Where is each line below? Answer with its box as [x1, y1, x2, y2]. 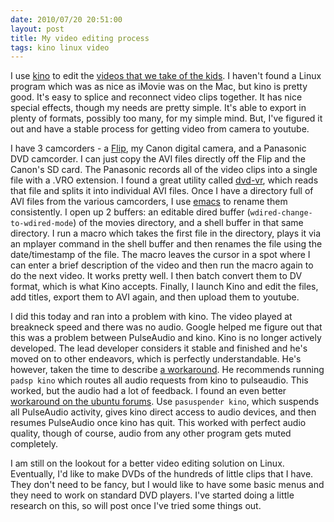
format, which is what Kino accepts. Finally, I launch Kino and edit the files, [10, 281, 319, 293]
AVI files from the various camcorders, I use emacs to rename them [10, 196, 288, 208]
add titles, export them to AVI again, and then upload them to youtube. [10, 291, 300, 303]
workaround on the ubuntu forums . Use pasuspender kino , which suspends [10, 396, 320, 408]
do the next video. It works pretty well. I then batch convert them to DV [10, 270, 303, 282]
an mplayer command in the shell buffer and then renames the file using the [10, 238, 323, 250]
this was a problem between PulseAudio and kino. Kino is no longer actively [10, 332, 322, 344]
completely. [10, 438, 59, 450]
